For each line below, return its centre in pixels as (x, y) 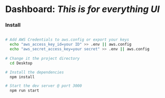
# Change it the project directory (43, 58)
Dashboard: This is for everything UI (82, 9)
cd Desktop (21, 63)
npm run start (24, 91)
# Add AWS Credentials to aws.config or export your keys (67, 40)
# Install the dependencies (35, 72)
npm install (22, 77)
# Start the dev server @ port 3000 (44, 86)
